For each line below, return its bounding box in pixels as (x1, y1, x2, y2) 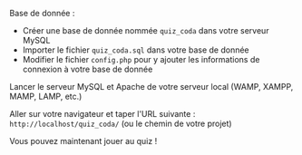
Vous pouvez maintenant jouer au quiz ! (9, 136, 158, 146)
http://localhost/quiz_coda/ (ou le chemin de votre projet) (9, 118, 233, 129)
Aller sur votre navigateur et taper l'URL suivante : (9, 109, 196, 119)
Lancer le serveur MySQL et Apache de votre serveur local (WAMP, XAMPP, (9, 82, 294, 92)
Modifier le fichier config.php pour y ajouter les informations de (22, 54, 260, 64)
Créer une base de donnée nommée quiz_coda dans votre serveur (22, 25, 269, 35)
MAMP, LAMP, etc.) (9, 91, 83, 102)
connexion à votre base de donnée (22, 63, 153, 74)
